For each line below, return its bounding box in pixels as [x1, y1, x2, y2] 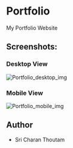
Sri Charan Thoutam [14, 136, 65, 143]
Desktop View [6, 60, 48, 68]
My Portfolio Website [6, 24, 58, 31]
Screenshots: [6, 42, 58, 52]
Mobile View [6, 89, 44, 97]
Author [6, 120, 33, 130]
